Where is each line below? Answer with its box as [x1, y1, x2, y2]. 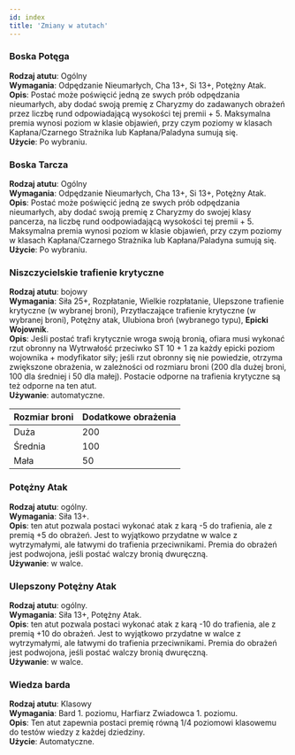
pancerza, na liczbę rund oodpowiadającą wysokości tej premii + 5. [9, 216, 254, 227]
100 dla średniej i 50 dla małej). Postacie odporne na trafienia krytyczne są [9, 371, 281, 381]
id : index [9, 12, 46, 22]
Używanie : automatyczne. [9, 390, 106, 401]
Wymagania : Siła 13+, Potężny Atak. [9, 609, 142, 620]
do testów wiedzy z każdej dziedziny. [9, 727, 146, 737]
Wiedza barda [9, 678, 71, 690]
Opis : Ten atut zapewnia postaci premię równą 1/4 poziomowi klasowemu [9, 718, 276, 728]
